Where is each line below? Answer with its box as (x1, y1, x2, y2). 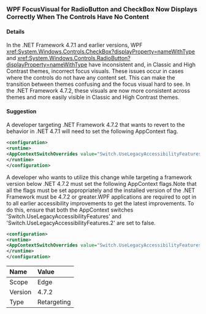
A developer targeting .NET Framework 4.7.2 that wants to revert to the (6, 121, 185, 129)
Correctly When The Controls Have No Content (6, 12, 149, 21)
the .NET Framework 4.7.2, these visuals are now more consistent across (6, 87, 190, 94)
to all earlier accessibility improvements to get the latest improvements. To (6, 199, 194, 207)
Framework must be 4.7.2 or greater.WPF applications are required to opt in (6, 193, 197, 201)
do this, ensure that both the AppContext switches (6, 206, 134, 213)
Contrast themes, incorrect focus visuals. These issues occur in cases (6, 67, 184, 75)
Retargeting (37, 298, 71, 307)
